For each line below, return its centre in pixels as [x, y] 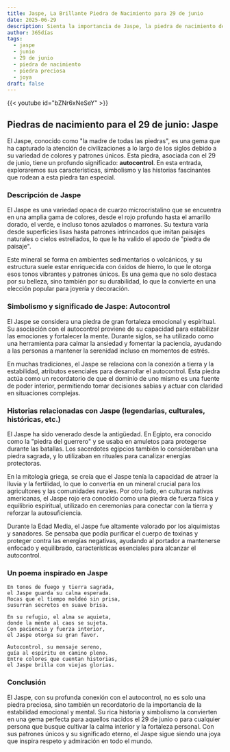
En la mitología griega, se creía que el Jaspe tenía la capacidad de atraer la [113, 476]
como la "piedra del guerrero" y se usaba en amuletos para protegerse [107, 441]
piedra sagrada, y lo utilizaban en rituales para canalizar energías [99, 455]
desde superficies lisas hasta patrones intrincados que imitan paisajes [106, 232]
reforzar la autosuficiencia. [45, 513]
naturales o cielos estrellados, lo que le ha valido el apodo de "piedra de [109, 239]
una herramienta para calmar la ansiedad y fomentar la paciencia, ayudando [115, 343]
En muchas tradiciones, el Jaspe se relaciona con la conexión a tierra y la [111, 364]
